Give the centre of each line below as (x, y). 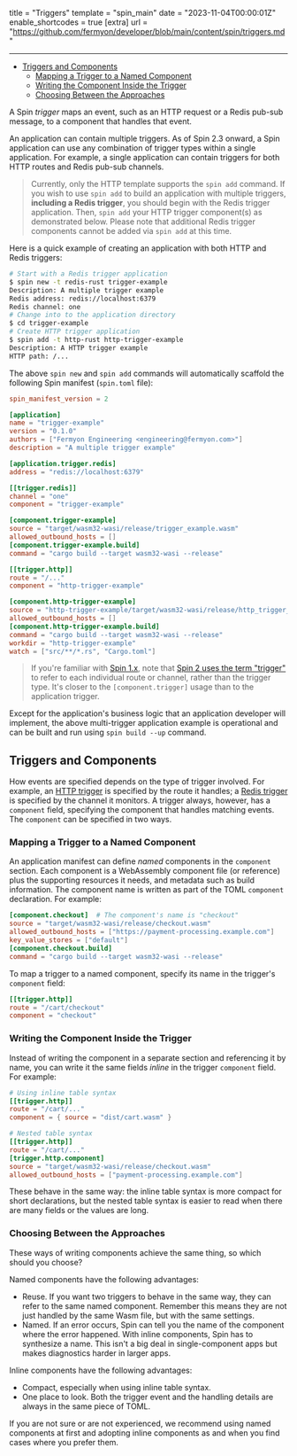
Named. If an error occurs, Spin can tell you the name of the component (153, 1325)
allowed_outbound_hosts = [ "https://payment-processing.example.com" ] (142, 932)
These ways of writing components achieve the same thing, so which (135, 1252)
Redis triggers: (36, 257)
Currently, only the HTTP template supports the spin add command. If (158, 184)
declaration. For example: (55, 899)
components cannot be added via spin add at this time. (131, 231)
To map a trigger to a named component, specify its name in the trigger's (142, 973)
